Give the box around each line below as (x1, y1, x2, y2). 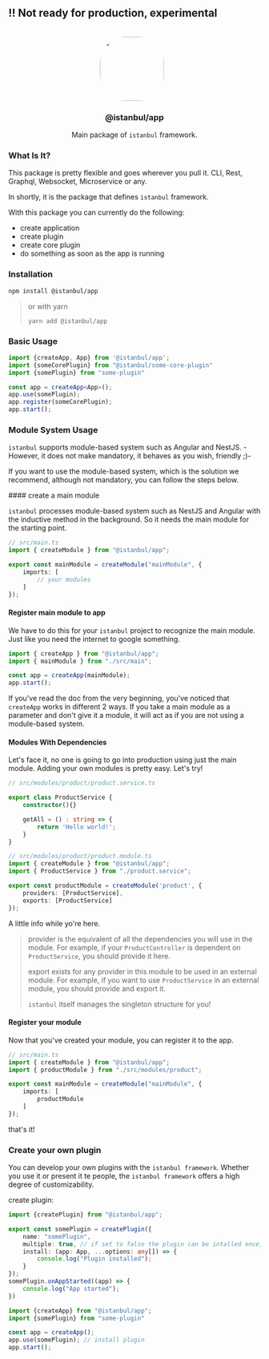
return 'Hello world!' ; (37, 823, 116, 831)
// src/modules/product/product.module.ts (8, 853, 152, 861)
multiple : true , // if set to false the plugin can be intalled (22, 1240, 242, 1248)
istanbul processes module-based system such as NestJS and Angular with (8, 506, 261, 516)
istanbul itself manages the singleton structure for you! (27, 999, 211, 1009)
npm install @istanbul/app (8, 287, 98, 295)
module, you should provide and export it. (27, 983, 167, 993)
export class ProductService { (8, 793, 113, 802)
